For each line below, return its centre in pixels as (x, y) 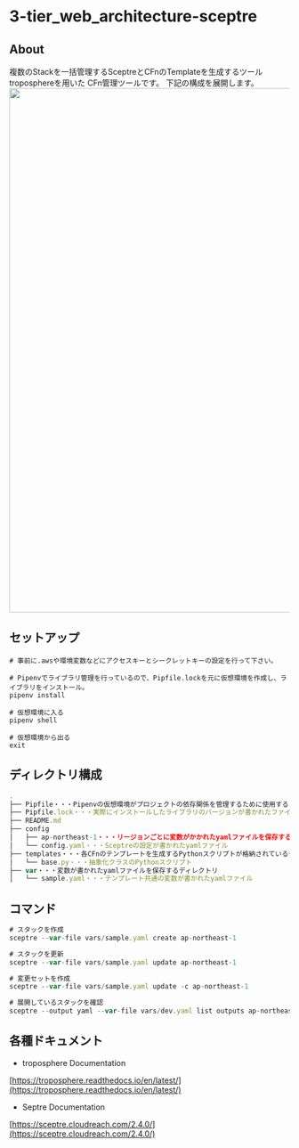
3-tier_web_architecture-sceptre (133, 16)
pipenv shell (33, 720)
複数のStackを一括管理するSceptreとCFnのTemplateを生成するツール (136, 72)
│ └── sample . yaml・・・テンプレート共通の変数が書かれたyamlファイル (131, 879)
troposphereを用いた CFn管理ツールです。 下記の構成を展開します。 (134, 83)
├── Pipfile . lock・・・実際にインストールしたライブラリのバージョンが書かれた (140, 812)
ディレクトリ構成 (56, 775)
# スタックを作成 (36, 930)
